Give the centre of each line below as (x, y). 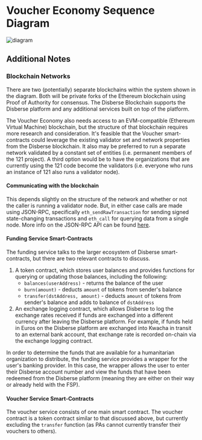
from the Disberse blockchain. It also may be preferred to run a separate (96, 146)
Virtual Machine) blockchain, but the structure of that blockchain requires (97, 127)
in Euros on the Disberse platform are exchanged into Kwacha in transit (103, 328)
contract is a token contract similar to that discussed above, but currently (97, 418)
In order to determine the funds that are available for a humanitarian (90, 353)
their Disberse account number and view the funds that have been (88, 372)
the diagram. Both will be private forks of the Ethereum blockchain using (96, 96)
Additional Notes (39, 59)
